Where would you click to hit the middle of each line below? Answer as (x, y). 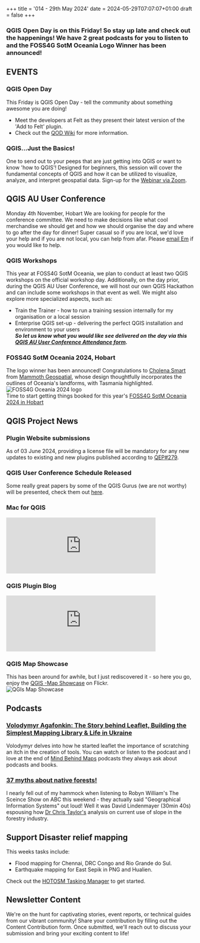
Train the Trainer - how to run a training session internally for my (94, 310)
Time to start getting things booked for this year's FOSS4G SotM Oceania (96, 396)
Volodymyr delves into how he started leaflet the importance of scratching (98, 745)
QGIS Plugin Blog (31, 585)
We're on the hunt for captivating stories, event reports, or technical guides (99, 914)
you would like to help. (34, 245)
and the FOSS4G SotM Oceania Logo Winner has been (86, 45)
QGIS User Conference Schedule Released (69, 473)
